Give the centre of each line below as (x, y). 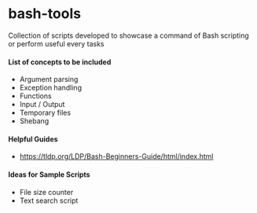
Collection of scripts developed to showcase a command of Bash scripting (128, 35)
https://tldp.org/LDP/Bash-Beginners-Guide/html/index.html (116, 156)
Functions (36, 96)
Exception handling (51, 88)
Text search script (49, 200)
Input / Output (42, 105)
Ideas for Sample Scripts (49, 174)
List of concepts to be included (60, 62)
